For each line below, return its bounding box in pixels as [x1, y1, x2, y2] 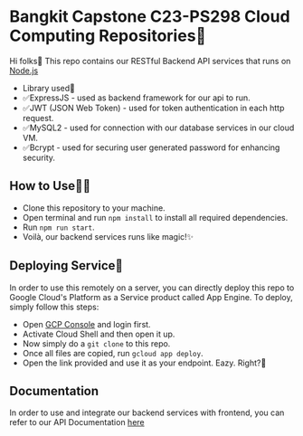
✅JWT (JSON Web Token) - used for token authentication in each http [22, 102, 285, 113]
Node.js [9, 65, 39, 76]
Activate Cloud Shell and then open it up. [22, 328, 175, 339]
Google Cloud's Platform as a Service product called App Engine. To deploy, [9, 291, 293, 302]
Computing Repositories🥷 [9, 25, 206, 46]
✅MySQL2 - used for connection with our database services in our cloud [22, 122, 295, 133]
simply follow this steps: [9, 301, 99, 312]
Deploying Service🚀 [9, 258, 124, 273]
